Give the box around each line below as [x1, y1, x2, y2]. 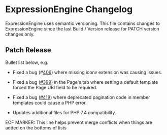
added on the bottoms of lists [5, 124, 67, 130]
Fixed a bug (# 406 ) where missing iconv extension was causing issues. [12, 69, 162, 75]
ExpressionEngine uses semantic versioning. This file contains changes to [5, 20, 160, 26]
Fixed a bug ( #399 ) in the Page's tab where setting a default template [12, 79, 158, 85]
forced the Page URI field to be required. [12, 84, 97, 90]
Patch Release [5, 46, 52, 54]
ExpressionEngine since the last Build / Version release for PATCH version [5, 25, 160, 31]
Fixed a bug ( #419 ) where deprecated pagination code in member [12, 94, 151, 100]
